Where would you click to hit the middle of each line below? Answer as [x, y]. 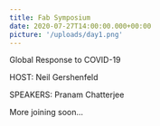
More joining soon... [47, 112]
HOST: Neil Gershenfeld [54, 77]
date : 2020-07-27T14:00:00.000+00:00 [80, 26]
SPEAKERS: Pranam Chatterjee [67, 94]
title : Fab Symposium [50, 18]
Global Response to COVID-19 [65, 60]
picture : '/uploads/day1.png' [66, 34]
